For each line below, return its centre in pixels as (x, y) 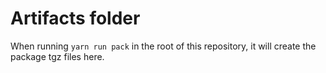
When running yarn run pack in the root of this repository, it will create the (163, 46)
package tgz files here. (57, 56)
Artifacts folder (75, 18)
